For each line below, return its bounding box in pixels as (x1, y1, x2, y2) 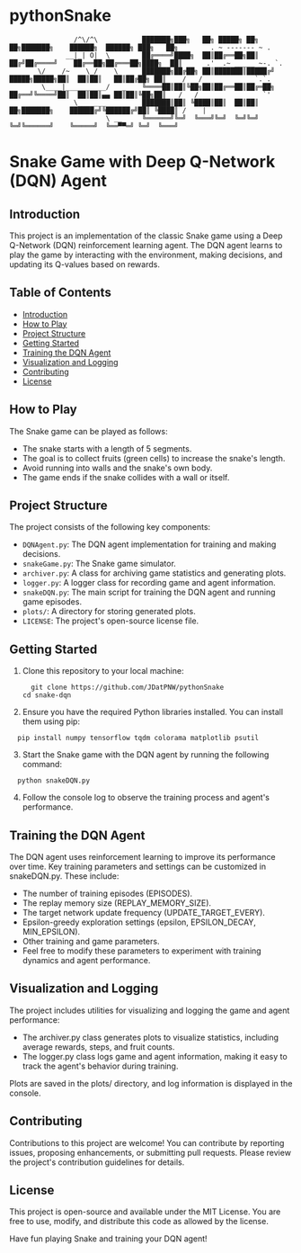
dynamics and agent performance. (22, 955, 151, 965)
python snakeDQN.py (17, 776, 91, 785)
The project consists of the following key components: (9, 522, 211, 533)
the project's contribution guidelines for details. (9, 1157, 185, 1168)
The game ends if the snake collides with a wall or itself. (22, 471, 230, 482)
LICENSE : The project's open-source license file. (22, 615, 199, 626)
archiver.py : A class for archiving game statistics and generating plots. (22, 568, 287, 578)
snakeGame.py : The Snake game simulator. (22, 559, 177, 569)
